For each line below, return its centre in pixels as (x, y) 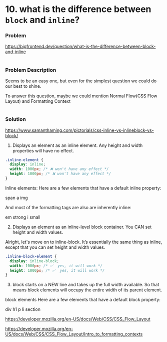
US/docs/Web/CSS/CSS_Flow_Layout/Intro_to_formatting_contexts (74, 334)
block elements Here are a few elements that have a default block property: (83, 300)
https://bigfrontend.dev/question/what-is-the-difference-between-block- (80, 47)
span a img (17, 198)
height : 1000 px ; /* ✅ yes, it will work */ (57, 270)
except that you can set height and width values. (55, 247)
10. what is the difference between (78, 9)
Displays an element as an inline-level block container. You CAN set (82, 227)
